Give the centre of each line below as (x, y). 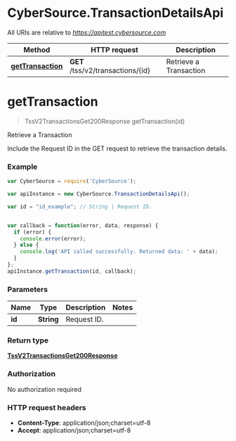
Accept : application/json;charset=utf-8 (74, 430)
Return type (28, 340)
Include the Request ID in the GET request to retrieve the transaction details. (117, 148)
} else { (26, 245)
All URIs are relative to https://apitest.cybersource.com (87, 32)
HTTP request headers (47, 407)
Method (37, 49)
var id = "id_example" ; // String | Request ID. (80, 206)
